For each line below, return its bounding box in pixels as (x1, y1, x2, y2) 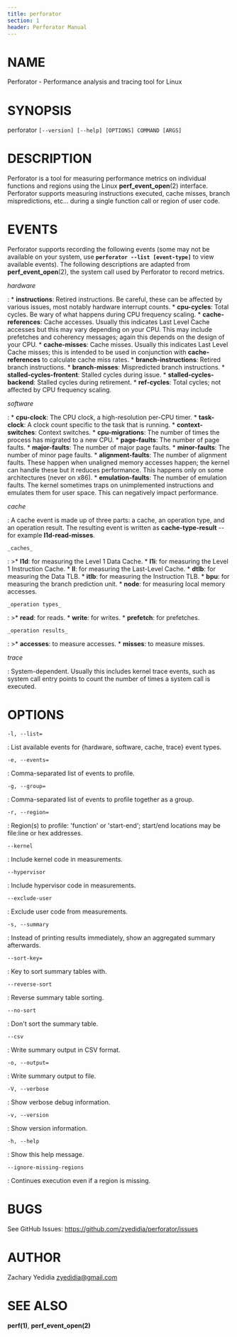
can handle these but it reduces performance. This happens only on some (7, 466, 224, 475)
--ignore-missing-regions (7, 1164, 84, 1171)
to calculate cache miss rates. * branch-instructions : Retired (42, 355, 221, 364)
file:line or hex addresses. (7, 829, 83, 838)
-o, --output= (7, 1060, 50, 1067)
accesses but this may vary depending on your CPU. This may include (7, 326, 213, 334)
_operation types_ (7, 601, 62, 609)
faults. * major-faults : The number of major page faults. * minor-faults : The (7, 443, 231, 452)
